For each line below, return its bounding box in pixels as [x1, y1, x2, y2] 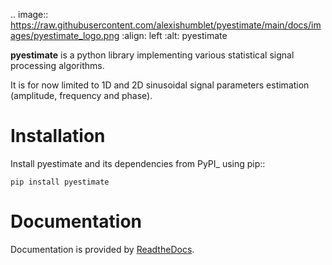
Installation [10, 125, 106, 148]
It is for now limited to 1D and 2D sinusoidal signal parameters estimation [10, 79, 310, 91]
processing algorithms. [10, 60, 105, 71]
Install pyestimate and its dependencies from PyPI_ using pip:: [10, 157, 266, 169]
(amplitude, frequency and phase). [10, 90, 153, 101]
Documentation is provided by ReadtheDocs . [10, 243, 195, 255]
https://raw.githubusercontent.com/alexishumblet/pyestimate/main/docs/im [10, 19, 322, 31]
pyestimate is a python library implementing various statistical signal [10, 49, 295, 61]
